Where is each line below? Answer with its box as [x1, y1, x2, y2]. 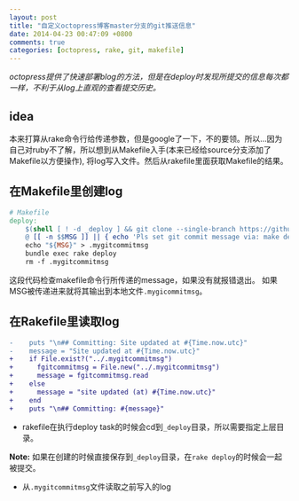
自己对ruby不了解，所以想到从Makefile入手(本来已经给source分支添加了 [9, 144, 272, 155]
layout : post [9, 12, 58, 22]
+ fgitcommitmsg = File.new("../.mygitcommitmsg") [9, 363, 220, 372]
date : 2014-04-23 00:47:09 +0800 [9, 29, 133, 38]
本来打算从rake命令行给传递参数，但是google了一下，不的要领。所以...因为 [9, 133, 283, 144]
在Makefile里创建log [9, 184, 123, 200]
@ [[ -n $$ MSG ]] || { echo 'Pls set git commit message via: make [25, 232, 279, 242]
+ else [9, 380, 46, 388]
